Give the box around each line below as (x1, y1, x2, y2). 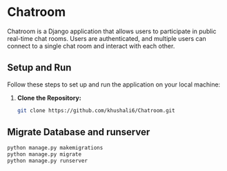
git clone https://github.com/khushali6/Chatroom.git (17, 107, 175, 114)
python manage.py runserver (7, 157, 88, 165)
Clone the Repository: (17, 93, 81, 102)
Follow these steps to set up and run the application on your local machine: (7, 80, 221, 89)
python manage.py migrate (7, 151, 81, 158)
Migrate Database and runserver (7, 126, 150, 138)
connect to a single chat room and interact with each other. (7, 42, 175, 50)
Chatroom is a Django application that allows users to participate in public (7, 27, 217, 35)
